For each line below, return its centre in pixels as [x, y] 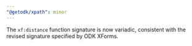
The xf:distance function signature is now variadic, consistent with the [96, 29]
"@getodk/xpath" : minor [37, 12]
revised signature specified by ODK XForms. [62, 36]
